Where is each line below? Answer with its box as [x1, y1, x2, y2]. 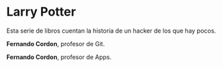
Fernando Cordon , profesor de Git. [6, 39, 105, 48]
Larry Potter [6, 4, 77, 20]
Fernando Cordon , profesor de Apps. [6, 52, 112, 61]
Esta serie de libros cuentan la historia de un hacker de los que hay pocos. [6, 27, 216, 35]
